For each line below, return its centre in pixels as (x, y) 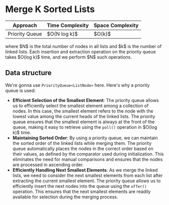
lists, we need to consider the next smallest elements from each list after (88, 175)
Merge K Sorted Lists (50, 9)
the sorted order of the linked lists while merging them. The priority (82, 143)
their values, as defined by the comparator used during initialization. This (88, 154)
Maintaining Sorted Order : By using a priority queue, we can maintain (85, 138)
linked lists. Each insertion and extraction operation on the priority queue (80, 52)
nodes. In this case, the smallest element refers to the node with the (83, 111)
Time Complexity (68, 25)
